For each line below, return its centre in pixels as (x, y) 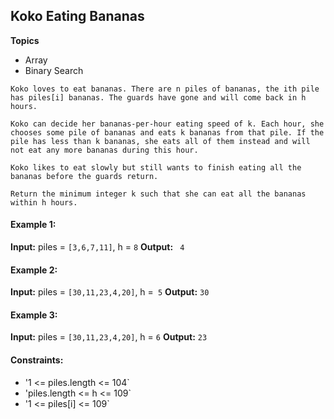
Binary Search (54, 70)
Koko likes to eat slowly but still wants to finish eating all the (156, 167)
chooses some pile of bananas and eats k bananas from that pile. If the (167, 132)
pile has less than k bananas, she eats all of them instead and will (160, 141)
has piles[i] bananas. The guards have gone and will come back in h (158, 97)
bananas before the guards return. (84, 176)
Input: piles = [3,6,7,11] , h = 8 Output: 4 (97, 247)
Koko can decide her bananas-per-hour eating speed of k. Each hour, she (167, 124)
